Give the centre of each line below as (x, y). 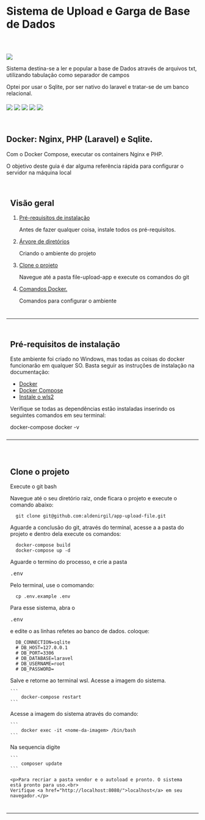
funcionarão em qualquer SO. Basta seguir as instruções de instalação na (102, 366)
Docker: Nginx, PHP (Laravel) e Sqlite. (80, 139)
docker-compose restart (51, 697)
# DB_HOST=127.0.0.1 (42, 648)
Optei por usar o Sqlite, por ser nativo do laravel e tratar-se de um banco (98, 87)
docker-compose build (43, 545)
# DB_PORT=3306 (35, 653)
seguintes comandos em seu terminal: (58, 415)
